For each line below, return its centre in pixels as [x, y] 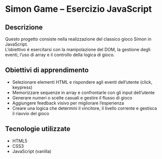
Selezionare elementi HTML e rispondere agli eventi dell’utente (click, [82, 82]
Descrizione [24, 27]
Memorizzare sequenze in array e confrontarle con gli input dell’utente [83, 93]
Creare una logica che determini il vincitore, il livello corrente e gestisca [84, 108]
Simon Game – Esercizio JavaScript [79, 9]
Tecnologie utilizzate [38, 129]
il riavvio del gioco [31, 113]
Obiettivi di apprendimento [47, 70]
